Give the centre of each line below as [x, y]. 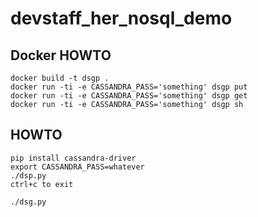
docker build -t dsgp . [60, 78]
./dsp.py [28, 175]
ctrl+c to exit [42, 184]
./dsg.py [28, 202]
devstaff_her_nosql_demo [121, 18]
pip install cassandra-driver [73, 158]
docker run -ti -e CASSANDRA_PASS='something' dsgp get [129, 96]
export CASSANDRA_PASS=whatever [77, 167]
